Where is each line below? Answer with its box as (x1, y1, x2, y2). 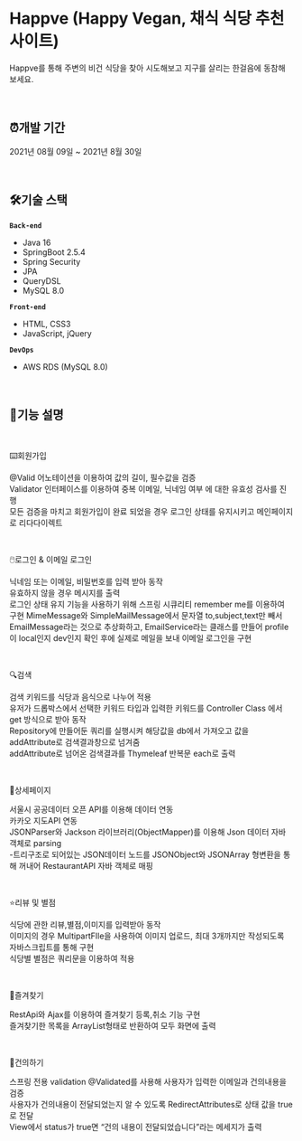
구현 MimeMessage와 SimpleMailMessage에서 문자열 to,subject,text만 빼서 (9, 610, 283, 621)
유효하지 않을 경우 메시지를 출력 (9, 588, 121, 599)
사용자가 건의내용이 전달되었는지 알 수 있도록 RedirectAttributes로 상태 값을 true (9, 1099, 293, 1110)
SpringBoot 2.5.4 (22, 246, 86, 258)
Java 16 (22, 237, 51, 248)
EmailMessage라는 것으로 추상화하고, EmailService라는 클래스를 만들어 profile (9, 621, 289, 633)
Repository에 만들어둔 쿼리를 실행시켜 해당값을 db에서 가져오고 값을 (9, 725, 250, 737)
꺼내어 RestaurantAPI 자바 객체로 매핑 (18, 861, 153, 872)
